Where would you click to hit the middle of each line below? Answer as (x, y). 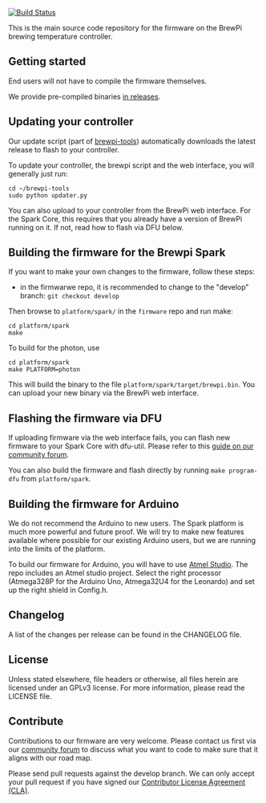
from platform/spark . (56, 479)
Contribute (36, 722)
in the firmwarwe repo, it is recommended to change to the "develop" (135, 287)
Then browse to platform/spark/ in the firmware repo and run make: (121, 311)
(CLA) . (19, 790)
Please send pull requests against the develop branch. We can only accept (131, 773)
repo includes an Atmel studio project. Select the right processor (115, 573)
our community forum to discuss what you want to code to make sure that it (133, 749)
